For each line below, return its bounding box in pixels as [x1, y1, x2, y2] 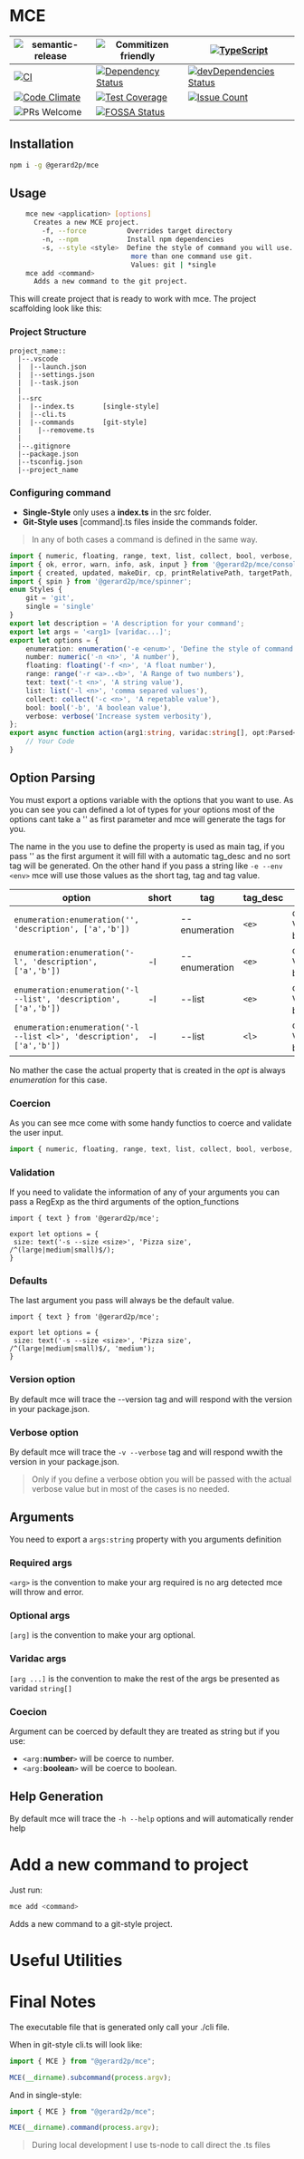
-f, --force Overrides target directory [42, 227, 233, 236]
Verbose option [9, 1426, 79, 1438]
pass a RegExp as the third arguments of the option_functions [9, 1196, 240, 1207]
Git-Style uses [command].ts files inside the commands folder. [22, 516, 258, 527]
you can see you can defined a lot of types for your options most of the [9, 804, 275, 815]
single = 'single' [25, 602, 95, 612]
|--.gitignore [17, 441, 71, 450]
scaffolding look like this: [9, 303, 102, 314]
